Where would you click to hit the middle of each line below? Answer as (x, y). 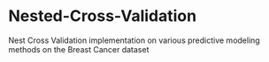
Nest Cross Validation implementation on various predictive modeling (134, 40)
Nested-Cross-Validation (102, 16)
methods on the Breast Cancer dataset (79, 49)
